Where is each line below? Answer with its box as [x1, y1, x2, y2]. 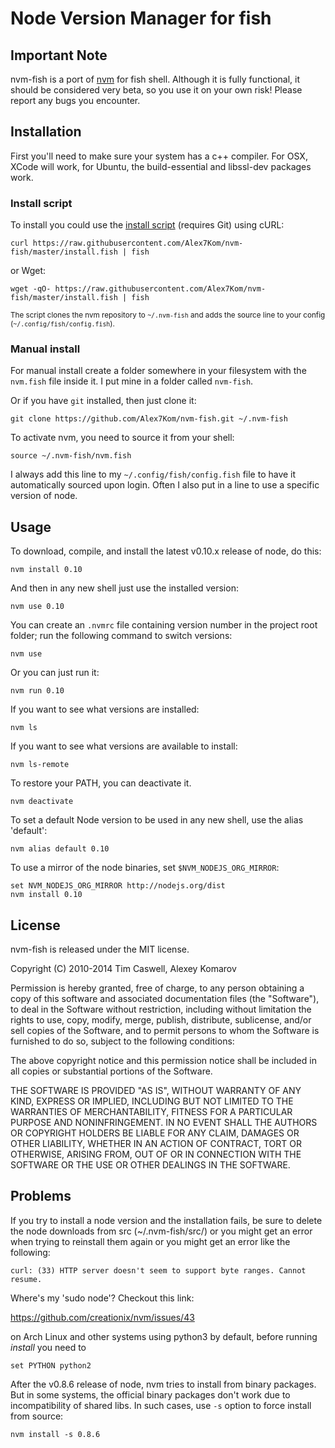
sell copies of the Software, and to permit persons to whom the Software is [10, 1025, 320, 1037]
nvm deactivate [10, 797, 74, 807]
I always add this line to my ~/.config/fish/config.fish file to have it [10, 468, 297, 481]
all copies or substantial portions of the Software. [10, 1065, 213, 1077]
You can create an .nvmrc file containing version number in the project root [10, 619, 318, 631]
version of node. [10, 490, 78, 502]
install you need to [10, 1341, 87, 1353]
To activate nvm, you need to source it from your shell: [10, 432, 235, 444]
